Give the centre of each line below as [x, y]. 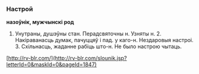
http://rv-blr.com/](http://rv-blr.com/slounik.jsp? [68, 58]
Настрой [20, 9]
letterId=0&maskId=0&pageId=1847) [52, 64]
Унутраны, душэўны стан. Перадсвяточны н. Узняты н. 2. [88, 34]
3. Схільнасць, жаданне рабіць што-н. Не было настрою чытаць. [98, 46]
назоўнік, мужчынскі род [40, 22]
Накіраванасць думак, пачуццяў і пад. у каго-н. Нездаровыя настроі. [104, 40]
